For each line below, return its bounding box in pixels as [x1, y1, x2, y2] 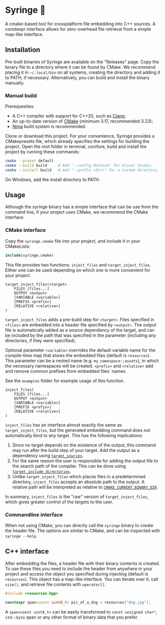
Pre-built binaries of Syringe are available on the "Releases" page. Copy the [5, 59, 159, 65]
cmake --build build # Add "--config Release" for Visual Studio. [5, 163, 153, 168]
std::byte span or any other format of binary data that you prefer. [5, 614, 139, 620]
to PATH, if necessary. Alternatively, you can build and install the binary [5, 74, 150, 81]
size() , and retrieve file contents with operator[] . [5, 581, 106, 587]
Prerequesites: [5, 103, 35, 109]
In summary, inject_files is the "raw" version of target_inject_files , [5, 493, 149, 499]
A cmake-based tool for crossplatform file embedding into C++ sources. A [5, 21, 156, 27]
